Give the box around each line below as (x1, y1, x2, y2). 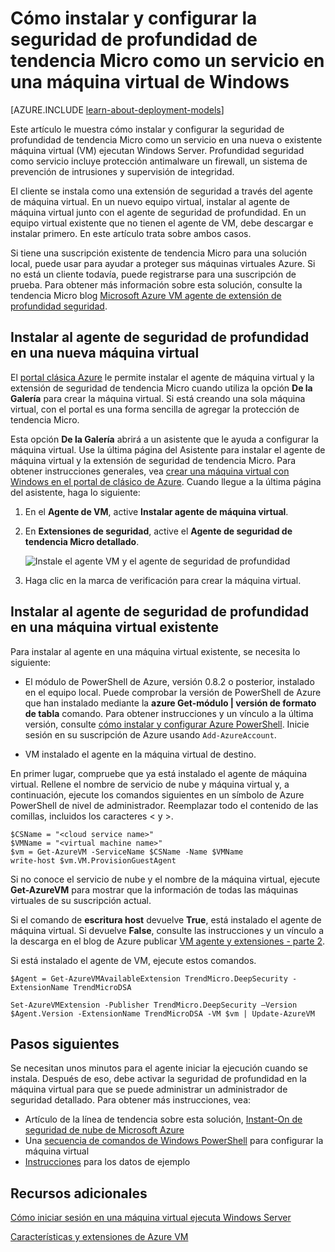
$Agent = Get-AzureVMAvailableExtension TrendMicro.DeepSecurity (10, 973, 288, 984)
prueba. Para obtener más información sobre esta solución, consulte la (10, 278, 303, 291)
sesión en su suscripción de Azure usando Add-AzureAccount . (24, 728, 277, 741)
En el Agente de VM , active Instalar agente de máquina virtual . (24, 505, 289, 517)
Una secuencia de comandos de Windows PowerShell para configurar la (24, 1135, 324, 1147)
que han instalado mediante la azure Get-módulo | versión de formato (24, 697, 317, 709)
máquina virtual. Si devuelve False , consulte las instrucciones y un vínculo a (10, 924, 325, 936)
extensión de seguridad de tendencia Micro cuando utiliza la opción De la (10, 382, 313, 394)
